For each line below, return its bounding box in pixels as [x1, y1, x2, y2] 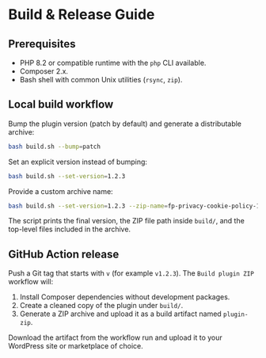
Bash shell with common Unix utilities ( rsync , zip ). [19, 75, 183, 84]
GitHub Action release [8, 247, 120, 261]
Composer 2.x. [19, 67, 69, 76]
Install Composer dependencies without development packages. [19, 292, 230, 302]
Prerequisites [8, 37, 76, 51]
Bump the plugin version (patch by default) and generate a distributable [8, 119, 242, 128]
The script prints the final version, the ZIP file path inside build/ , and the [8, 216, 245, 226]
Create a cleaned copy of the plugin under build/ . [19, 301, 184, 310]
